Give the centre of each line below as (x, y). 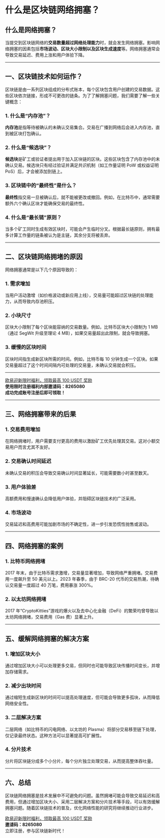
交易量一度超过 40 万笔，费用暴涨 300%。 (52, 585)
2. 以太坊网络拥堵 (26, 599)
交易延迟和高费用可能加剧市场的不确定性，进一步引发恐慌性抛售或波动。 (78, 524)
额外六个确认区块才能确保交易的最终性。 (46, 203)
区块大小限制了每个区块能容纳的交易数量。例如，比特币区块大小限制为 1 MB (82, 327)
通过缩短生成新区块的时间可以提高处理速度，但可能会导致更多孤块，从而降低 (82, 698)
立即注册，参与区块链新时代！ (35, 831)
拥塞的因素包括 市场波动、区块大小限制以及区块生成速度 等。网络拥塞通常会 (84, 49)
